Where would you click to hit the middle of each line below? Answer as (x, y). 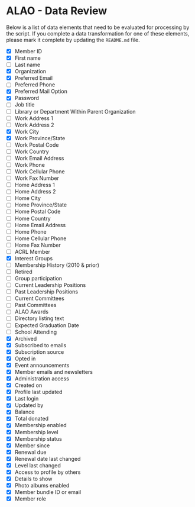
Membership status (38, 438)
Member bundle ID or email (48, 492)
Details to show (33, 479)
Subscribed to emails (40, 345)
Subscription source (39, 352)
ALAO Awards (32, 312)
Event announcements (42, 365)
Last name (27, 65)
